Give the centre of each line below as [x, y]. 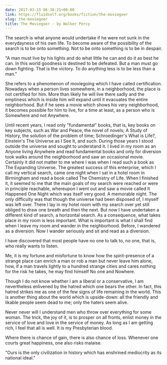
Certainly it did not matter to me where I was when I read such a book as [80, 162]
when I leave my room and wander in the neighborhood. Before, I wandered [83, 226]
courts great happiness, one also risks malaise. [54, 343]
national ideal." [20, 358]
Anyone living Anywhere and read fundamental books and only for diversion [83, 152]
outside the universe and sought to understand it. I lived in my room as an [81, 146]
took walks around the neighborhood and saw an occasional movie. [75, 157]
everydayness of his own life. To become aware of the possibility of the [79, 43]
